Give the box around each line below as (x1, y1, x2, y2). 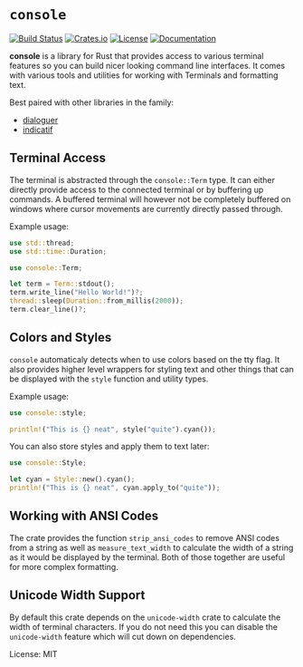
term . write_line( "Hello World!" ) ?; (9, 288, 144, 297)
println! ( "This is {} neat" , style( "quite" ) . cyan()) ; (9, 424, 217, 434)
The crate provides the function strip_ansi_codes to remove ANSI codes (9, 532, 280, 543)
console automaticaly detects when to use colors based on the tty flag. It (9, 353, 280, 364)
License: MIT (9, 648, 58, 659)
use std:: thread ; (9, 238, 75, 247)
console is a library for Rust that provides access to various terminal (9, 50, 264, 61)
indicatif (22, 124, 53, 135)
